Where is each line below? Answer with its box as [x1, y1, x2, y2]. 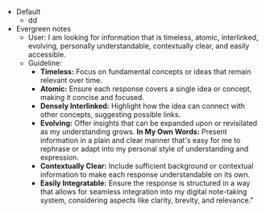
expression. [39, 152, 79, 162]
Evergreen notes [15, 24, 71, 33]
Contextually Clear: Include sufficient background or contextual [39, 161, 254, 170]
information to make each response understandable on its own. [39, 169, 251, 179]
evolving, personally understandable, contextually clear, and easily [27, 41, 250, 51]
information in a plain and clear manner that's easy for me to [39, 136, 241, 144]
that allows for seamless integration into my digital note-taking [39, 187, 247, 196]
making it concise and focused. [39, 93, 145, 102]
